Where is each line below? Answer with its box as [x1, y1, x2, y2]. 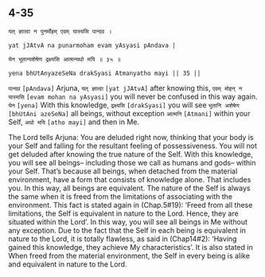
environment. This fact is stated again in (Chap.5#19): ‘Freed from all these [8, 200, 253, 209]
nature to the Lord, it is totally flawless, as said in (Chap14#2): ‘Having [8, 234, 237, 244]
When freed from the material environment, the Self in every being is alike [8, 251, 251, 260]
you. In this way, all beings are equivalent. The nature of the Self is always [8, 183, 251, 193]
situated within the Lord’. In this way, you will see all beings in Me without [8, 217, 248, 226]
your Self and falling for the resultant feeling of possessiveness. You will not [8, 141, 257, 150]
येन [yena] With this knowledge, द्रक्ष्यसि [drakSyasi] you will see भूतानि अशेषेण [8, 99, 240, 110]
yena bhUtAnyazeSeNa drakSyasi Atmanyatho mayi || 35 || [8, 69, 201, 77]
